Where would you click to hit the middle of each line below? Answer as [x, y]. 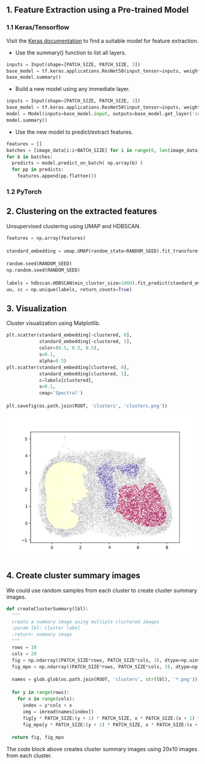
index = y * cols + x [47, 705]
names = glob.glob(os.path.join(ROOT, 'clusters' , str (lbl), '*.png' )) [105, 680]
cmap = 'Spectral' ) [61, 393]
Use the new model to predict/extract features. [74, 132]
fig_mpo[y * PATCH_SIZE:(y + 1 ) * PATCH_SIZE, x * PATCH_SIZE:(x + [110, 725]
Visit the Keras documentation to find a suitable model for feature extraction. [103, 41]
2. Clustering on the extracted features [82, 211]
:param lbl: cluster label [46, 628]
